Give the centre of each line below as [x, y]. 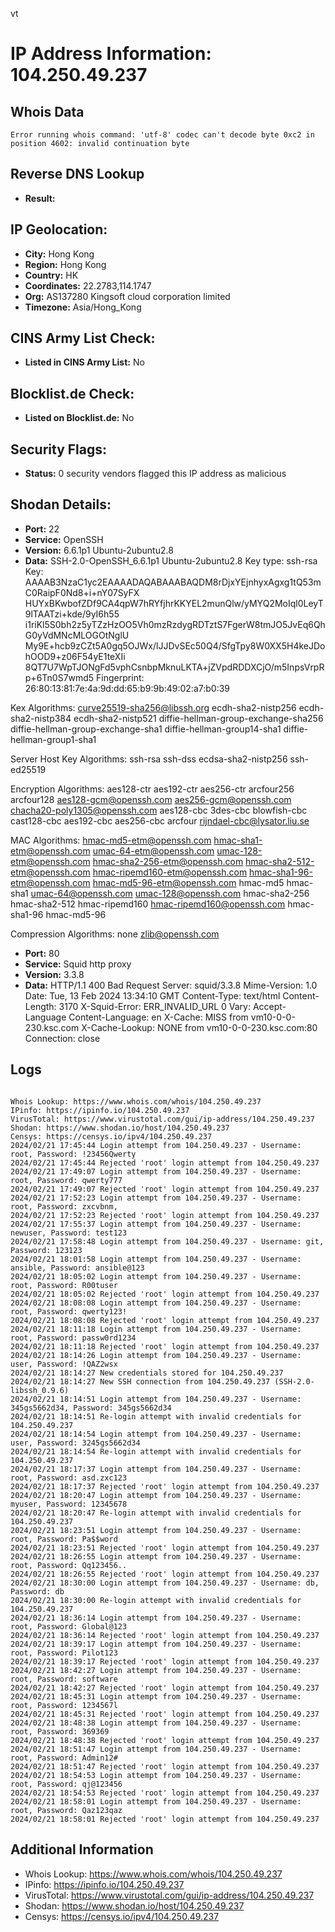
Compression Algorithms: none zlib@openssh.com [115, 934]
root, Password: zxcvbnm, [64, 1206]
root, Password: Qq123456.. [69, 1565]
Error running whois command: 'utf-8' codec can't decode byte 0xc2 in [162, 135]
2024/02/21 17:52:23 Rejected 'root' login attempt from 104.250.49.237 [165, 1215]
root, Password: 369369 [60, 1731]
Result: [40, 198]
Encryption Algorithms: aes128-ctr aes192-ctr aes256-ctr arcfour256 [152, 789]
